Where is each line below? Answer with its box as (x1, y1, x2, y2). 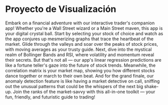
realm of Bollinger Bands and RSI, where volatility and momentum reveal (5, 51, 154, 58)
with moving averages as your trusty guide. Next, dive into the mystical (5, 46, 152, 52)
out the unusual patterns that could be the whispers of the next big (5, 83, 143, 89)
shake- (144, 83, 159, 89)
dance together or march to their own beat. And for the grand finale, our (5, 73, 154, 79)
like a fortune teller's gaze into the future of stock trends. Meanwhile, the (5, 62, 156, 68)
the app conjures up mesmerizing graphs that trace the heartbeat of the (5, 36, 154, 42)
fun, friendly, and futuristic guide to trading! (5, 94, 95, 100)
